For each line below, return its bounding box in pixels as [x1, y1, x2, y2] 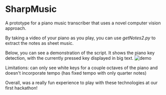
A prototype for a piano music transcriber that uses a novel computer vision [5, 20, 161, 26]
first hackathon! [5, 85, 37, 91]
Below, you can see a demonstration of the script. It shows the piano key [5, 50, 155, 56]
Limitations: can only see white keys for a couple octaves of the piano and [5, 65, 158, 71]
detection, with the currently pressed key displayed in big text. [5, 55, 134, 61]
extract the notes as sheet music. [5, 40, 74, 46]
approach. [5, 25, 26, 31]
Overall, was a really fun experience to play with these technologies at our [5, 80, 158, 86]
